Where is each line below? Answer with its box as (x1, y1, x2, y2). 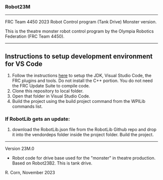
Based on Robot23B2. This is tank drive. (12, 160, 93, 166)
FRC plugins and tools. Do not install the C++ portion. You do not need (12, 78, 153, 83)
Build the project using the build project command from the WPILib (12, 98, 146, 104)
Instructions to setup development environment (5, 52, 153, 60)
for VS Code (5, 60, 43, 68)
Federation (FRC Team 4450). (5, 33, 65, 39)
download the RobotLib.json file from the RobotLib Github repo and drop (12, 127, 157, 132)
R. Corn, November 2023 (5, 170, 55, 176)
